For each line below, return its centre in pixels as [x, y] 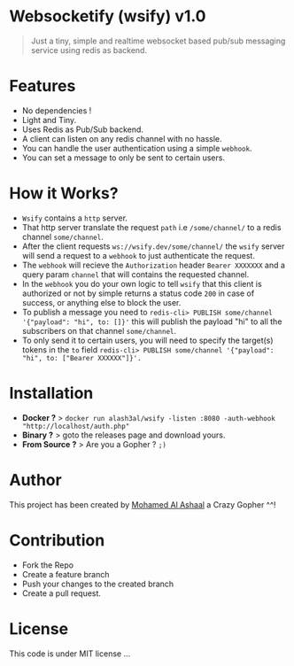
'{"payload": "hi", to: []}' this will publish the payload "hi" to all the [152, 321]
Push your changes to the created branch [98, 584]
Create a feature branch [66, 574]
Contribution [57, 540]
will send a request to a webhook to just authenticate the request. [138, 255]
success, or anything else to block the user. [101, 302]
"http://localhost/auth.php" [76, 426]
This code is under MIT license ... [70, 654]
